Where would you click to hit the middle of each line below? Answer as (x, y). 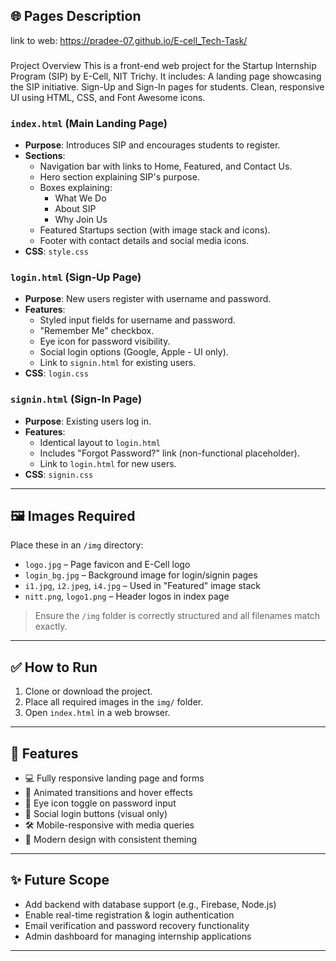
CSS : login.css (56, 373)
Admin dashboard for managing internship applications (138, 936)
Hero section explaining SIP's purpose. (119, 177)
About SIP (75, 209)
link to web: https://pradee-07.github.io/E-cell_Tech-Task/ (129, 40)
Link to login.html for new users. (108, 463)
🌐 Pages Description (76, 16)
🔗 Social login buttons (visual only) (96, 814)
